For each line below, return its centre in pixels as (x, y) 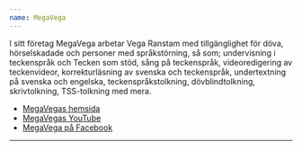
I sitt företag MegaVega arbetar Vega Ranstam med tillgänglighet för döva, (147, 43)
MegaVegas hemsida (61, 108)
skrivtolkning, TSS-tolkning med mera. (80, 91)
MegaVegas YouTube (62, 118)
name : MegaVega (38, 18)
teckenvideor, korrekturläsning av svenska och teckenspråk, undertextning (148, 72)
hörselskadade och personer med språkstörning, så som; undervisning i (142, 53)
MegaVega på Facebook (67, 128)
